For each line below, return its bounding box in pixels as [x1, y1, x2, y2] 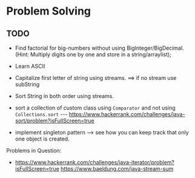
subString [15, 81, 40, 88]
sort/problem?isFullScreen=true [15, 117, 95, 124]
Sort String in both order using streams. [15, 93, 114, 99]
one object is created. [15, 135, 70, 142]
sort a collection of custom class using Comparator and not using [15, 104, 176, 111]
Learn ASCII [15, 62, 45, 70]
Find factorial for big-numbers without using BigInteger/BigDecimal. [15, 44, 184, 51]
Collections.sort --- [15, 111, 68, 117]
